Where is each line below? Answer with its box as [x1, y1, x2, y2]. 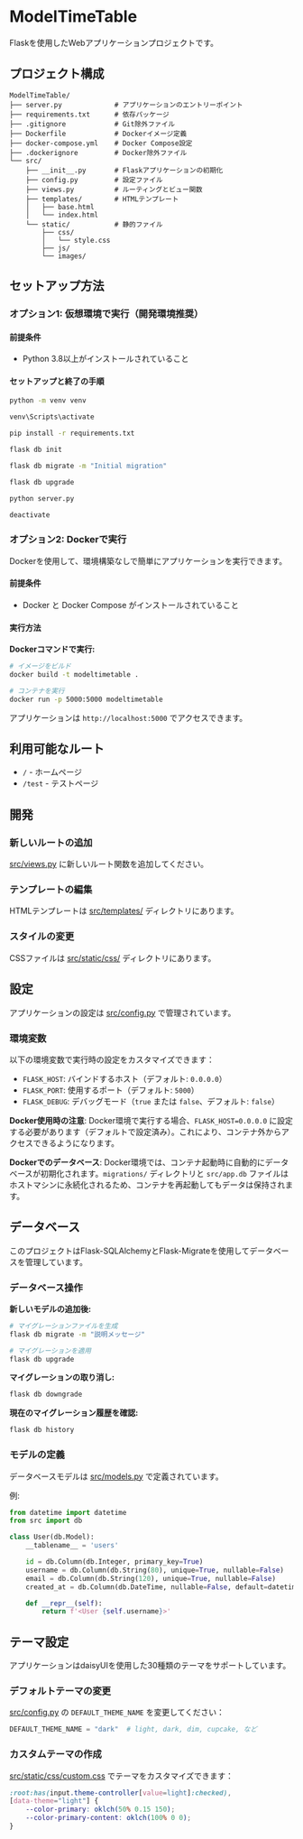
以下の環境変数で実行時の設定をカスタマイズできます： [9, 1054, 215, 1065]
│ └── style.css [41, 236, 111, 245]
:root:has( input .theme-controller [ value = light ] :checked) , [9, 1788, 232, 1797]
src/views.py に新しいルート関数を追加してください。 [9, 859, 209, 870]
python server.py [9, 494, 75, 503]
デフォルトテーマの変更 [9, 1685, 111, 1697]
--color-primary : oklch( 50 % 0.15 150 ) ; [25, 1805, 176, 1815]
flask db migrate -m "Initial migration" [9, 461, 168, 470]
